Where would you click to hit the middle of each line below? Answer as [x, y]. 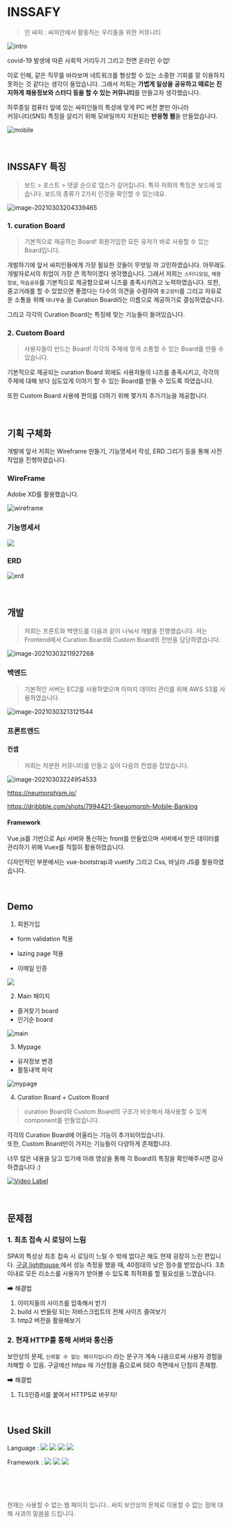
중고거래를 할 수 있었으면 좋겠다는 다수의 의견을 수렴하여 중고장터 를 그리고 [105, 291]
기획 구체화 [29, 433]
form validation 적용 [45, 939]
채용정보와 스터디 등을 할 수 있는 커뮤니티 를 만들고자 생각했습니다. [113, 92]
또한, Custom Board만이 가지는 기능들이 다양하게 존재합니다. [89, 1144]
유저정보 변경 [35, 1061]
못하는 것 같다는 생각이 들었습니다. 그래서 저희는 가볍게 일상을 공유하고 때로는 [111, 83]
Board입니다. [42, 250]
